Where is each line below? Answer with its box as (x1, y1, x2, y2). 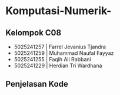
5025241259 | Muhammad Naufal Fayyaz (14, 50, 114, 57)
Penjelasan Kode (5, 79, 68, 89)
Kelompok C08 (5, 28, 62, 38)
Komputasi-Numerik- (5, 4, 112, 18)
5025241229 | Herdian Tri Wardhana (14, 62, 102, 69)
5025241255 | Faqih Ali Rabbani (14, 56, 92, 63)
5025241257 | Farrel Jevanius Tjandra (14, 43, 106, 50)
